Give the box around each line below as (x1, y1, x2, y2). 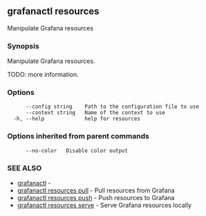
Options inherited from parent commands (7, 132, 150, 141)
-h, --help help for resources (13, 116, 140, 123)
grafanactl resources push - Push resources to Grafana (17, 194, 175, 201)
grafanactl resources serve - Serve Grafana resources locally (17, 201, 192, 209)
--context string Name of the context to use (25, 109, 166, 116)
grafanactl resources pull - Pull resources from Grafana (17, 186, 175, 195)
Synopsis (7, 41, 39, 51)
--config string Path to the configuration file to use (25, 103, 199, 110)
